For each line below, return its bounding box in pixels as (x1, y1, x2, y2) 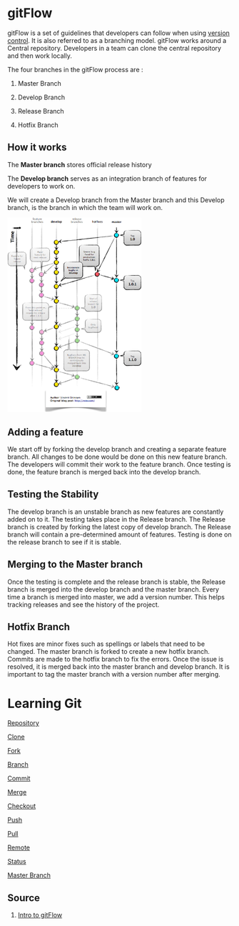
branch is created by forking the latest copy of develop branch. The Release (7, 522, 231, 531)
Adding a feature (7, 426, 83, 438)
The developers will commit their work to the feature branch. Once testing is (7, 459, 231, 469)
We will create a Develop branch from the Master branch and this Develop (7, 195, 225, 204)
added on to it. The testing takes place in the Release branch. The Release (7, 514, 226, 523)
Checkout (7, 802, 36, 810)
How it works (7, 141, 67, 154)
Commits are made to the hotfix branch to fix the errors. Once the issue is (7, 655, 224, 664)
